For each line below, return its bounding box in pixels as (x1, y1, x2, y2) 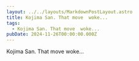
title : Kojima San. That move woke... (6, 14, 108, 21)
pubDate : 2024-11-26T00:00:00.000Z (6, 31, 97, 37)
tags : (6, 20, 20, 26)
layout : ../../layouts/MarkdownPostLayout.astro (6, 8, 133, 15)
